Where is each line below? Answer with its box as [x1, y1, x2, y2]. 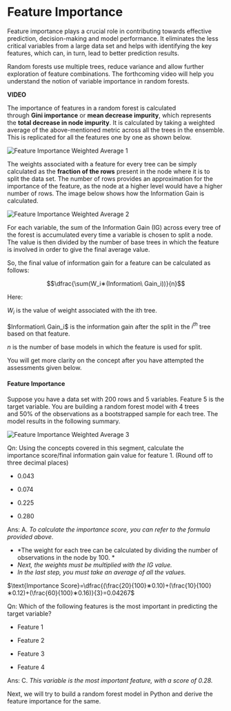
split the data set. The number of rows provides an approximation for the [7, 174, 214, 183]
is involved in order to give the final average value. [7, 245, 150, 253]
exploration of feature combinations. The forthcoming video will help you [7, 70, 214, 78]
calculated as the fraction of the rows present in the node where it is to [7, 167, 210, 175]
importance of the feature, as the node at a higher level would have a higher [7, 182, 223, 190]
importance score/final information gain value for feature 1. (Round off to [7, 451, 213, 459]
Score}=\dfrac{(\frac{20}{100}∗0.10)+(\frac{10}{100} [60, 581, 212, 590]
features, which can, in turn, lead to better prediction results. [7, 49, 179, 57]
